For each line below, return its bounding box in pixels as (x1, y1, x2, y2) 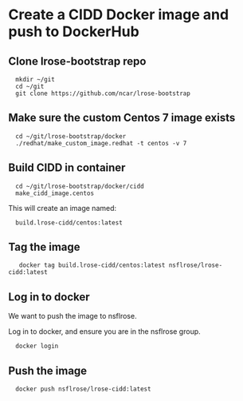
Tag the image (8, 240, 81, 254)
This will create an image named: (8, 203, 117, 212)
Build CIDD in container (8, 161, 126, 175)
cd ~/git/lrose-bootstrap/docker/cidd (15, 182, 145, 190)
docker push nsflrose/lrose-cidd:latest (15, 385, 151, 393)
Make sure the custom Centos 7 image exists (8, 111, 236, 125)
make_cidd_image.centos (15, 189, 94, 197)
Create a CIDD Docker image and (8, 6, 229, 24)
